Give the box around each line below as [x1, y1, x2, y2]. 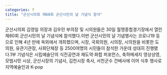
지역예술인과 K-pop [5, 63, 43, 70]
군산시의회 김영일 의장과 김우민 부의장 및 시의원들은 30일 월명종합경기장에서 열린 [5, 26, 163, 32]
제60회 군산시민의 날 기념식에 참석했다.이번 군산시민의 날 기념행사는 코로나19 [5, 32, 155, 38]
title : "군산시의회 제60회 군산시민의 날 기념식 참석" [5, 12, 103, 17]
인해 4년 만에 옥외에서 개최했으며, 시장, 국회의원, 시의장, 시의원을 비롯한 [14, 38, 154, 45]
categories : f [5, 7, 35, 12]
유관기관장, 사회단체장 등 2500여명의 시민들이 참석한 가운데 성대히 [15, 45, 145, 51]
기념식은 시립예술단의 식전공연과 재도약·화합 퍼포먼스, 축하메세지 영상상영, [17, 51, 161, 57]
